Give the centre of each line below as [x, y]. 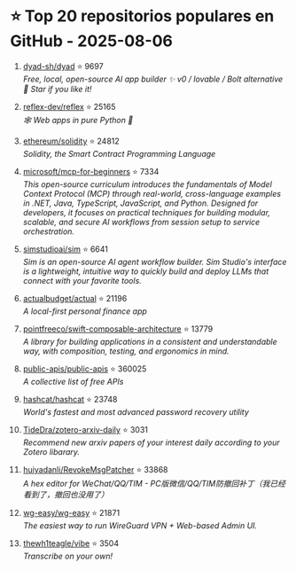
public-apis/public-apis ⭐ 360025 [85, 369]
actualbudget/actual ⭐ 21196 [75, 298]
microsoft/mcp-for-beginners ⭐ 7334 [91, 171]
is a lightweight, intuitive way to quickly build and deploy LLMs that [146, 271]
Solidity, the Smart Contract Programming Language [119, 153]
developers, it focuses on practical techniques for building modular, [147, 212]
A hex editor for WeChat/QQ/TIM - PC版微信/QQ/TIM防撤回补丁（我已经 [154, 483]
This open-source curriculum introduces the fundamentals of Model [148, 184]
